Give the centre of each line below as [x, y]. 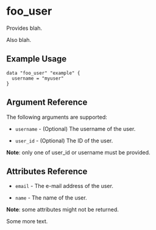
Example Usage [37, 59]
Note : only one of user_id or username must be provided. [78, 152]
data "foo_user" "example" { [43, 73]
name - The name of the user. [51, 198]
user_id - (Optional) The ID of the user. [64, 141]
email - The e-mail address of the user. [64, 186]
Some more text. [27, 221]
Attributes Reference [47, 171]
